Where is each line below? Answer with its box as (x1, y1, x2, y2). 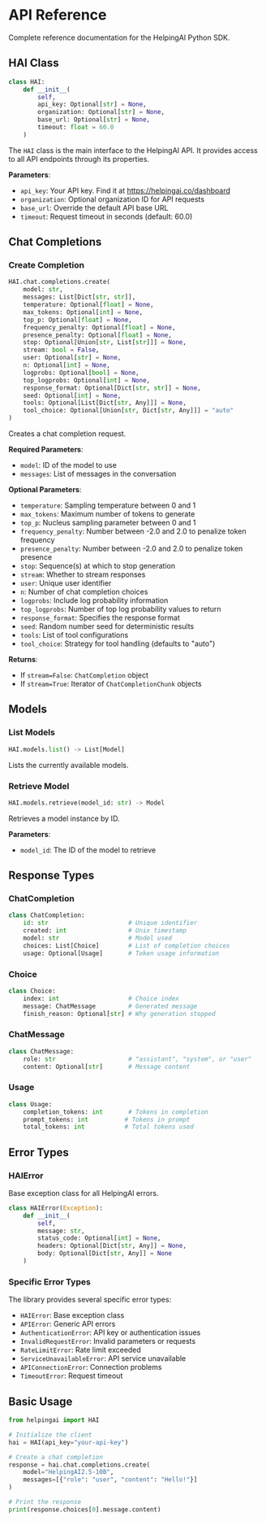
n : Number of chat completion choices (19, 587, 148, 597)
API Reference (8, 6, 107, 24)
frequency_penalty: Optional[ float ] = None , (23, 323, 176, 331)
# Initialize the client (8, 1430, 92, 1439)
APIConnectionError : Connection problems (19, 1363, 162, 1372)
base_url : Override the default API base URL (19, 203, 169, 212)
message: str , (37, 1227, 85, 1235)
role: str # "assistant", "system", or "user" (23, 1055, 252, 1063)
